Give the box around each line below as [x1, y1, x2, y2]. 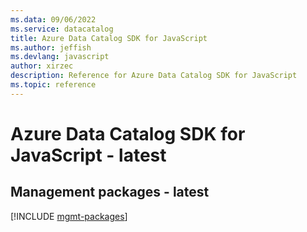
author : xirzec [10, 61, 74, 71]
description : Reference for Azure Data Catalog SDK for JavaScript [10, 71, 298, 81]
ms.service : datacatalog [10, 24, 114, 34]
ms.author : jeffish [10, 42, 92, 53]
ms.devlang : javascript [10, 52, 110, 62]
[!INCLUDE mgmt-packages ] [10, 210, 128, 222]
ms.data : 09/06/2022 [10, 14, 97, 25]
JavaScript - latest [10, 144, 167, 166]
